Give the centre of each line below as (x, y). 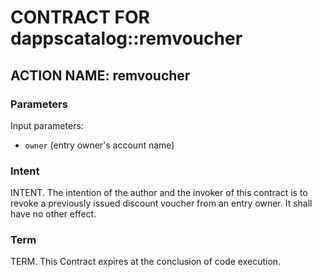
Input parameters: (47, 125)
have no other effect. (53, 214)
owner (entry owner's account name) (99, 145)
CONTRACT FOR (80, 17)
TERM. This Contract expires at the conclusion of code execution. (146, 262)
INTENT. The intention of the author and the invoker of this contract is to (159, 193)
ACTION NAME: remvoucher (100, 75)
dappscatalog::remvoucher (126, 38)
